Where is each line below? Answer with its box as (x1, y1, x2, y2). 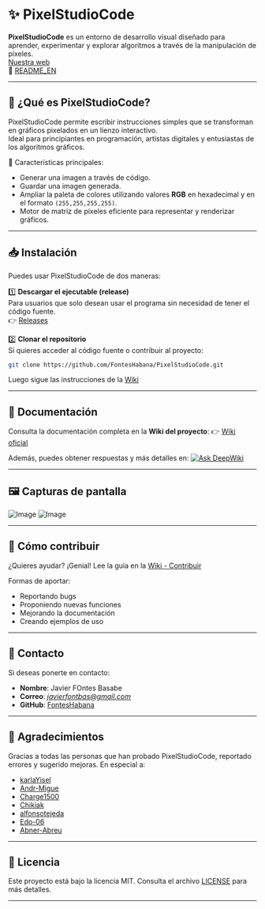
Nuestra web (8, 57, 50, 66)
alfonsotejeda (19, 808, 65, 818)
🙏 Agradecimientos (8, 731, 105, 744)
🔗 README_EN (8, 66, 57, 75)
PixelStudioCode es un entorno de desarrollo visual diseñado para (8, 32, 226, 41)
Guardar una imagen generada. (19, 181, 121, 190)
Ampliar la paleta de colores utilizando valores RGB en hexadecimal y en (19, 190, 255, 199)
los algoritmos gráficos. (8, 142, 85, 152)
